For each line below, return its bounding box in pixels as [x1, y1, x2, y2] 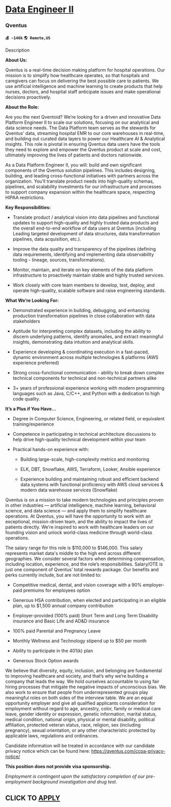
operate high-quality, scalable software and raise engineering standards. [12, 287, 166, 294]
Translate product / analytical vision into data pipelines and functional [12, 214, 159, 220]
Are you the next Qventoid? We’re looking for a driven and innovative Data [5, 114, 161, 120]
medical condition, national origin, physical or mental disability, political [5, 716, 155, 723]
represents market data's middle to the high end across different [5, 550, 141, 556]
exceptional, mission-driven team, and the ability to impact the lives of [5, 519, 153, 525]
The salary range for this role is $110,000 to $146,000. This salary [5, 545, 143, 551]
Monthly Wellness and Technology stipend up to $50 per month [12, 638, 147, 644]
